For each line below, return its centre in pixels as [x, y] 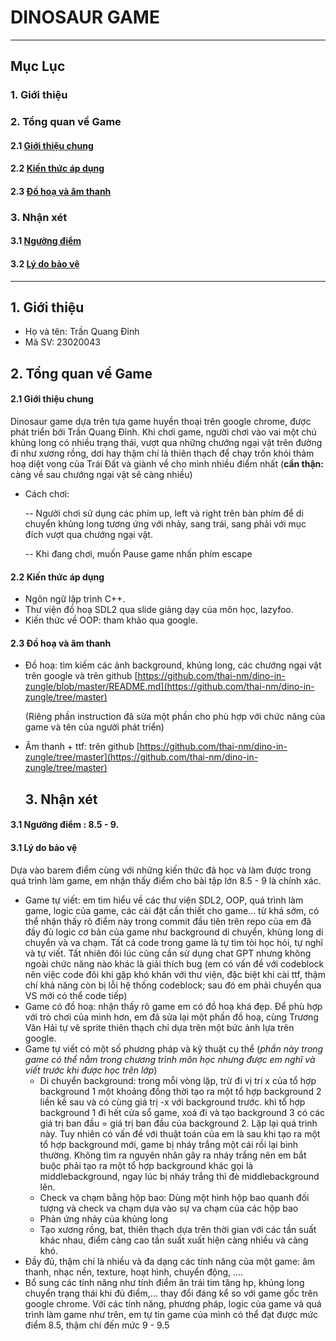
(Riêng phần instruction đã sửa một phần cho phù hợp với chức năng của [175, 717]
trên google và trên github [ [81, 676]
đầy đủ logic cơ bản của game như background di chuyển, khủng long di [174, 932]
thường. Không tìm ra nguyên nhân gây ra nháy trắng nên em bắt [173, 1155]
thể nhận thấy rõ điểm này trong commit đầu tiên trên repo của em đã [168, 921]
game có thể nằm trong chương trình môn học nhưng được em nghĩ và [170, 1059]
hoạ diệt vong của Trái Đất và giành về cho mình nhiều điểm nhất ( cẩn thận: [167, 464]
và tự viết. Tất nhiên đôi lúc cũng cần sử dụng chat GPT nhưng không [168, 953]
